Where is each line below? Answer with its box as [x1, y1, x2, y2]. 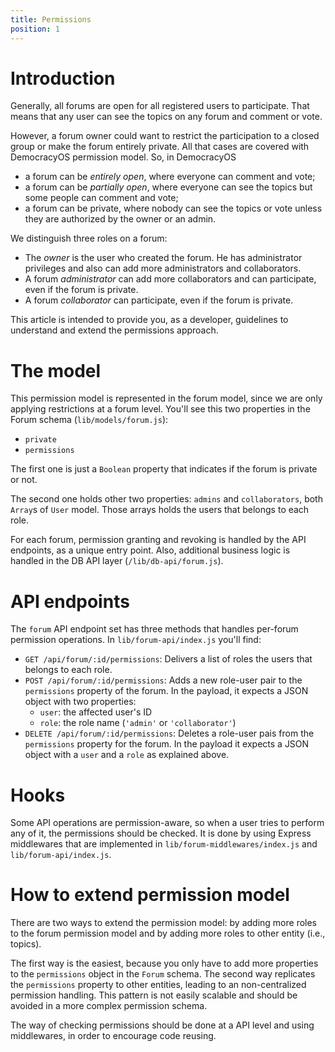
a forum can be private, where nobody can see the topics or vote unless [24, 202, 323, 215]
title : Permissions [10, 14, 92, 25]
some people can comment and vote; [24, 192, 179, 204]
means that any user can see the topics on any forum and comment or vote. [10, 111, 323, 123]
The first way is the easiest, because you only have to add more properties [10, 957, 319, 970]
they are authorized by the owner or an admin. [24, 213, 217, 225]
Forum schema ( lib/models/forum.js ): [10, 414, 169, 426]
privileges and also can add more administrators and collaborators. [24, 262, 302, 275]
